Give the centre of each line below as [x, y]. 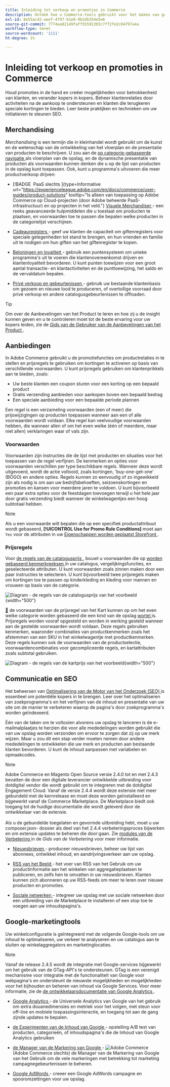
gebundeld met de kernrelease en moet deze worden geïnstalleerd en [78, 796]
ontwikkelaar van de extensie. [36, 812]
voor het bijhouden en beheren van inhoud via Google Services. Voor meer [83, 986]
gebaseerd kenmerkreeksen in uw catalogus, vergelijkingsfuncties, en [78, 564]
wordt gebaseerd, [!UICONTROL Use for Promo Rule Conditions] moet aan [84, 529]
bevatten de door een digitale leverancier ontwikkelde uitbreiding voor [78, 779]
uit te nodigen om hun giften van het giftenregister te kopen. [75, 242]
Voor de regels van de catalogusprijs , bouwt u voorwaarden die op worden [84, 558]
